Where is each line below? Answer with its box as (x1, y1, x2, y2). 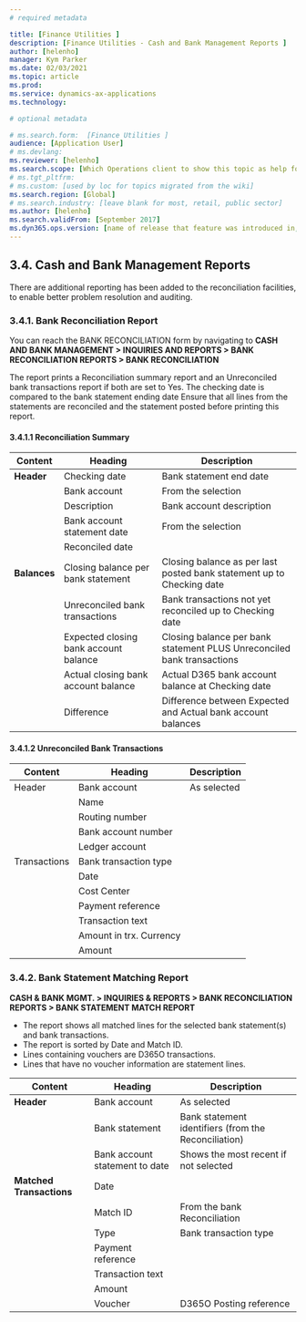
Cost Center (78, 885, 130, 898)
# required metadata (9, 13, 88, 23)
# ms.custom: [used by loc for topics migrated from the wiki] (9, 181, 255, 191)
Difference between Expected (161, 695, 290, 707)
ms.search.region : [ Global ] (9, 190, 117, 199)
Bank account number (78, 826, 173, 839)
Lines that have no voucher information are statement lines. (22, 1059, 246, 1069)
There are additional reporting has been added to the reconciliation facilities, (9, 282, 297, 293)
